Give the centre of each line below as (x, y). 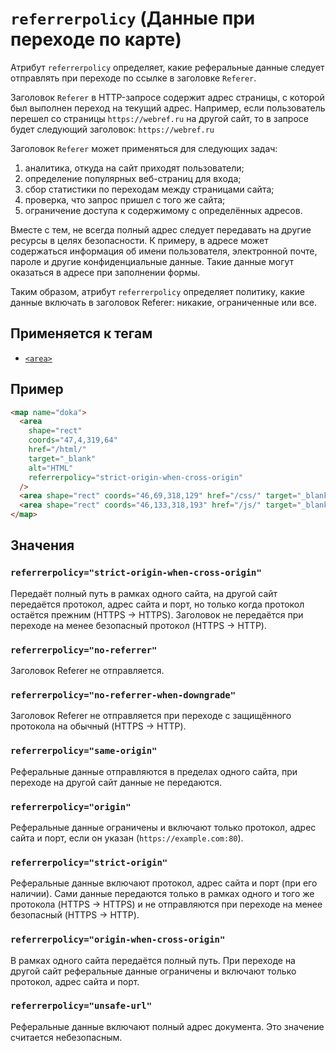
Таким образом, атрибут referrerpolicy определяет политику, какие (157, 291)
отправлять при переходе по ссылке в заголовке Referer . (133, 78)
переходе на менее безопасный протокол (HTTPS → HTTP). (138, 625)
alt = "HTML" (51, 468)
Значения (42, 545)
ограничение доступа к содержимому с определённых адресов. (163, 210)
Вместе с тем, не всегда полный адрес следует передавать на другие (161, 229)
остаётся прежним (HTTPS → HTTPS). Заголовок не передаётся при (157, 614)
